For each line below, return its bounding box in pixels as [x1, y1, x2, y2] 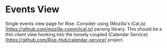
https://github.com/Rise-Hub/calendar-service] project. [7, 37, 124, 43]
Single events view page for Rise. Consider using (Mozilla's [5, 20, 131, 27]
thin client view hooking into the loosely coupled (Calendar [5, 31, 130, 37]
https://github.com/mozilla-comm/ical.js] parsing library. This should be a [7, 26, 162, 32]
